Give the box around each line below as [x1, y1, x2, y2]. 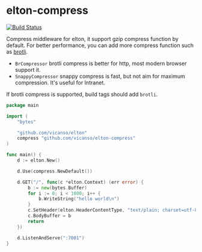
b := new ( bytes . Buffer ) [28, 184, 87, 191]
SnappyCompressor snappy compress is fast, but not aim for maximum [14, 72, 185, 80]
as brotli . [6, 48, 28, 55]
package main [6, 102, 39, 109]
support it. [14, 66, 41, 73]
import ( [6, 113, 28, 119]
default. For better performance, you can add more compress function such [6, 42, 194, 49]
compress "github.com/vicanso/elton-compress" [17, 135, 136, 142]
